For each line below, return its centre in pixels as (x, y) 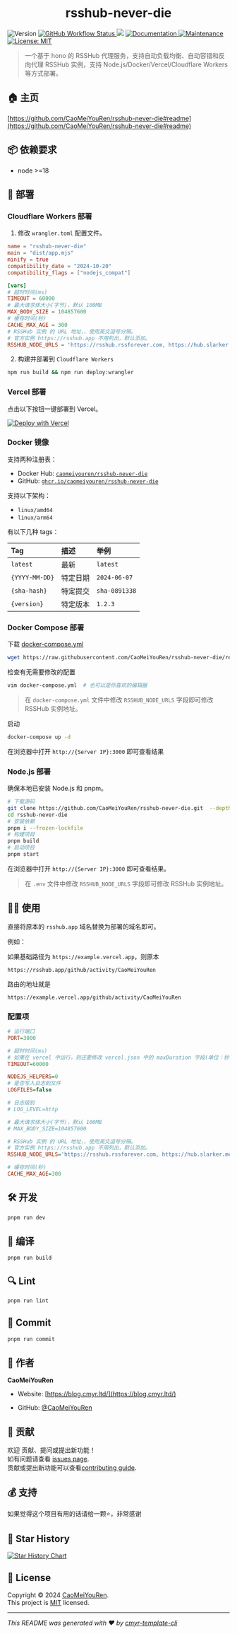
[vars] (17, 285)
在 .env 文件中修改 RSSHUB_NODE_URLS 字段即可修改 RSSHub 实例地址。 (126, 883)
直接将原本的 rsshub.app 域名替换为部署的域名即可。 (84, 926)
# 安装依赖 (21, 821)
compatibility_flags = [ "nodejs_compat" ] (69, 273)
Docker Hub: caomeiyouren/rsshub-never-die (83, 473)
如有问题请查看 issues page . (48, 1459)
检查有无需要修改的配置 (41, 672)
